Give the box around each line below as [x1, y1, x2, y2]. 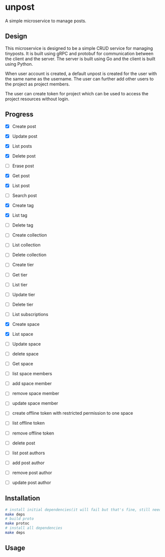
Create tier [12, 262, 34, 268]
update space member [12, 400, 58, 406]
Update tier [12, 291, 35, 297]
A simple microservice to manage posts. [5, 18, 87, 24]
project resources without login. [5, 96, 70, 102]
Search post [12, 193, 37, 199]
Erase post [12, 162, 34, 169]
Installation [5, 494, 40, 503]
